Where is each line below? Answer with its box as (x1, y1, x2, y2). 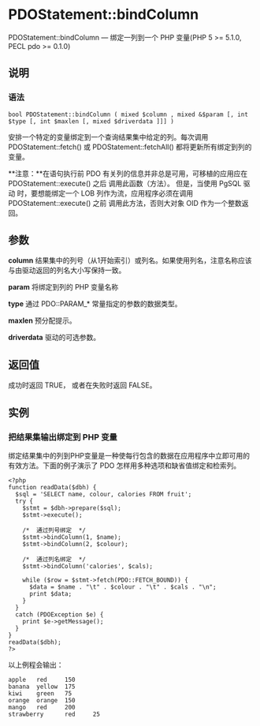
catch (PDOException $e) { (15, 610, 104, 619)
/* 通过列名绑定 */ (22, 555, 87, 563)
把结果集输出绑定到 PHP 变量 (8, 432, 118, 443)
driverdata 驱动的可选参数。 (8, 333, 101, 342)
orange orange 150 (8, 696, 76, 704)
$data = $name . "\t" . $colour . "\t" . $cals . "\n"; (28, 582, 217, 591)
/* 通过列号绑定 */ (22, 526, 87, 534)
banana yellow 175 (8, 683, 76, 690)
